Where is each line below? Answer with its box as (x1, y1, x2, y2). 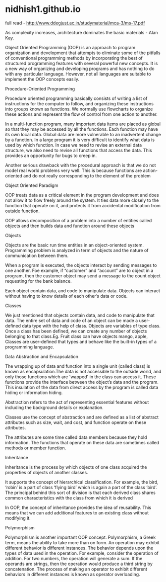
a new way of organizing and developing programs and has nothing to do (5, 66, 155, 72)
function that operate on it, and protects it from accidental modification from (5, 202, 161, 208)
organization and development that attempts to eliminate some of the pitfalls (5, 50, 161, 56)
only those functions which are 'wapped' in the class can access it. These (5, 374, 156, 380)
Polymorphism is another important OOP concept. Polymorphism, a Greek (5, 534, 156, 540)
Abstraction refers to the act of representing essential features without (5, 399, 149, 405)
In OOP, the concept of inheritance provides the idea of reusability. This (5, 504, 152, 510)
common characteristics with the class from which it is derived (5, 495, 133, 500)
